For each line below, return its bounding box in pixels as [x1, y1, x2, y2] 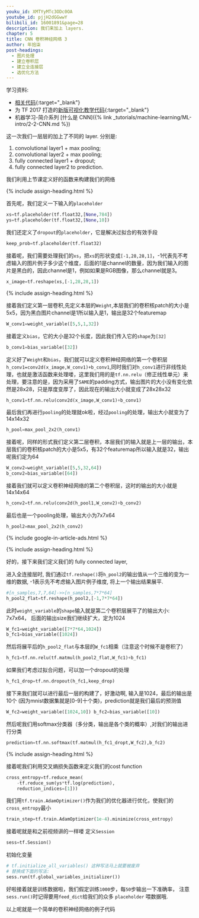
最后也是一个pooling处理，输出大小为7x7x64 [6, 512, 115, 519]
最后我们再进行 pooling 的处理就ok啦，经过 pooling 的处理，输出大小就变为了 [6, 409, 190, 416]
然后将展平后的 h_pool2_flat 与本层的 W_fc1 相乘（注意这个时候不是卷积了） [6, 643, 187, 650]
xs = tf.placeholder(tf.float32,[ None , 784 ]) [6, 212, 113, 218]
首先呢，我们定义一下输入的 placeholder [6, 200, 103, 207]
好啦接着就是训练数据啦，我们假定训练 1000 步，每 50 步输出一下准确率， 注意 [6, 885, 190, 892]
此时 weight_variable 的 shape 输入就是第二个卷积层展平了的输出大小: [6, 606, 170, 614]
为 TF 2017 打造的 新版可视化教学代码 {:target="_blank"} [14, 106, 149, 113]
